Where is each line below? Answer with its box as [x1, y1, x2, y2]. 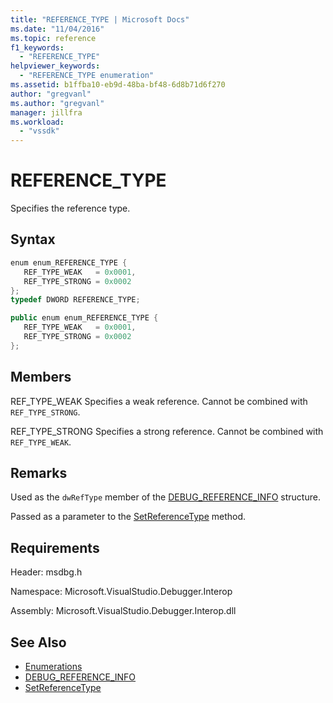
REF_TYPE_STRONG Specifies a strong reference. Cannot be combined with [10, 425, 324, 437]
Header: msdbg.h [10, 566, 83, 578]
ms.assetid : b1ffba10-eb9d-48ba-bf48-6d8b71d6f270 [10, 80, 226, 90]
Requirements [10, 539, 100, 556]
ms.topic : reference [10, 33, 97, 43]
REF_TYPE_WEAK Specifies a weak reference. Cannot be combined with [10, 395, 308, 407]
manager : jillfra [10, 107, 83, 118]
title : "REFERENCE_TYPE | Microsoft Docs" [10, 14, 190, 25]
